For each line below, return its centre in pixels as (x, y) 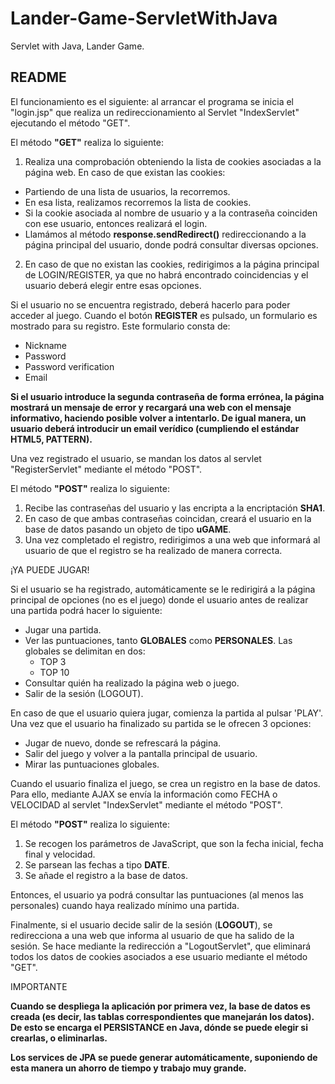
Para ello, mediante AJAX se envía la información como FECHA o (144, 794)
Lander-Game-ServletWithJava (144, 18)
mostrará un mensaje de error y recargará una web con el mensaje (151, 407)
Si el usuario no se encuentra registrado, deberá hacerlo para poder (150, 304)
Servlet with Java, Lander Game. (77, 46)
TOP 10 (54, 672)
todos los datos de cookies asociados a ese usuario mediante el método (159, 956)
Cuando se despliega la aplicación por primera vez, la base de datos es (160, 1006)
